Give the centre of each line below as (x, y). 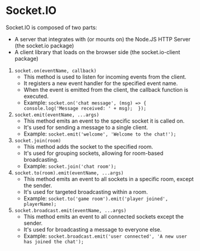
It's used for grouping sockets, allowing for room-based (93, 153)
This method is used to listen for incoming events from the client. (105, 77)
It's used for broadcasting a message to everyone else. (93, 229)
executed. (36, 96)
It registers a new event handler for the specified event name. (101, 83)
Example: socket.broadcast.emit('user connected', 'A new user (105, 236)
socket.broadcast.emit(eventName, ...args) (71, 210)
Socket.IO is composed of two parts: (52, 27)
